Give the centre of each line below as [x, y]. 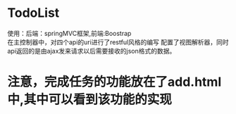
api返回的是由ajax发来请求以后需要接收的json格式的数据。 [92, 51]
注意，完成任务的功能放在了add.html [114, 82]
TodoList [33, 13]
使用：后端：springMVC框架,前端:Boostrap [69, 33]
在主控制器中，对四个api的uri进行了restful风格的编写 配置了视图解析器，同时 [118, 42]
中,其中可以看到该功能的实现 [90, 100]
